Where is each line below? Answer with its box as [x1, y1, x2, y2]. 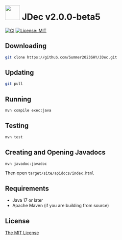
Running [5, 95, 32, 103]
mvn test [5, 134, 23, 139]
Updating [5, 69, 34, 77]
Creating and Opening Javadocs [5, 148, 106, 157]
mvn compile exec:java [5, 108, 51, 113]
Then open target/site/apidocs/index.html [5, 170, 94, 176]
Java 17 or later [12, 197, 43, 203]
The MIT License [5, 230, 39, 236]
